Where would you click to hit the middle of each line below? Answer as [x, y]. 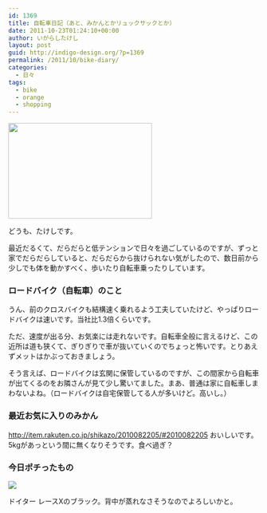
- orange [30, 97]
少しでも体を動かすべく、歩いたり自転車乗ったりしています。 [109, 268]
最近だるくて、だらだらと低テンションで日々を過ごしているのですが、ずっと [133, 248]
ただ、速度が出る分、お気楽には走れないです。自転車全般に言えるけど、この [133, 337]
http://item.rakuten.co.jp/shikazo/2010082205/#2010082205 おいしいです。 [133, 435]
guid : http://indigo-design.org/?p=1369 [77, 53]
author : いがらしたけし [43, 38]
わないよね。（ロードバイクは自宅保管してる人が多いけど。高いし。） [120, 393]
